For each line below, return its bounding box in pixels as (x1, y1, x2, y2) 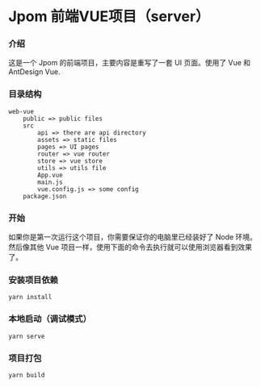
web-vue (8, 107, 35, 115)
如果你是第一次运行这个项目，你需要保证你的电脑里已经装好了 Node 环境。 (8, 232, 257, 242)
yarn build (8, 371, 45, 379)
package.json (23, 192, 67, 200)
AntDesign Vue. (8, 67, 61, 77)
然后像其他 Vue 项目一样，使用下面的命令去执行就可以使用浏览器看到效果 (8, 243, 252, 252)
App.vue (37, 171, 63, 179)
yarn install (8, 293, 53, 302)
